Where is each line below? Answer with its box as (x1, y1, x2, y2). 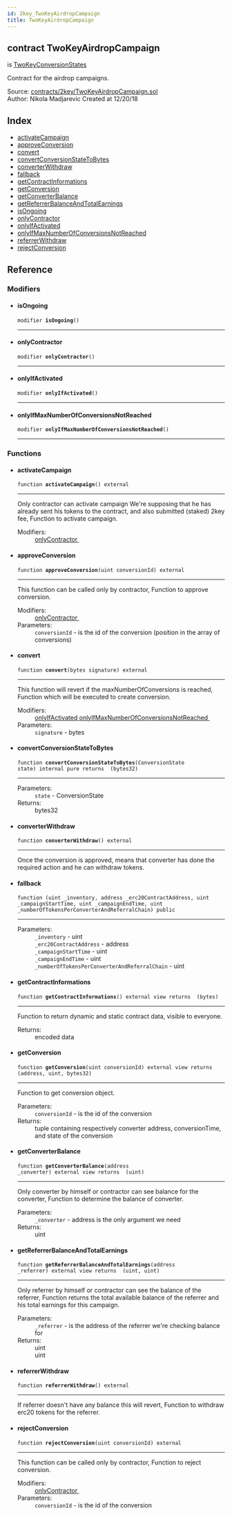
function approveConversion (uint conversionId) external (17, 566, 185, 573)
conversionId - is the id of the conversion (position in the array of (34, 628, 220, 636)
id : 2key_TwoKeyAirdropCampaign (7, 10, 100, 17)
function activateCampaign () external (17, 481, 129, 488)
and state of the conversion (34, 1131, 113, 1140)
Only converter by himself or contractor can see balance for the (17, 1187, 199, 1195)
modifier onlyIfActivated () (17, 390, 98, 397)
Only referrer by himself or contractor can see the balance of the (17, 1286, 202, 1295)
